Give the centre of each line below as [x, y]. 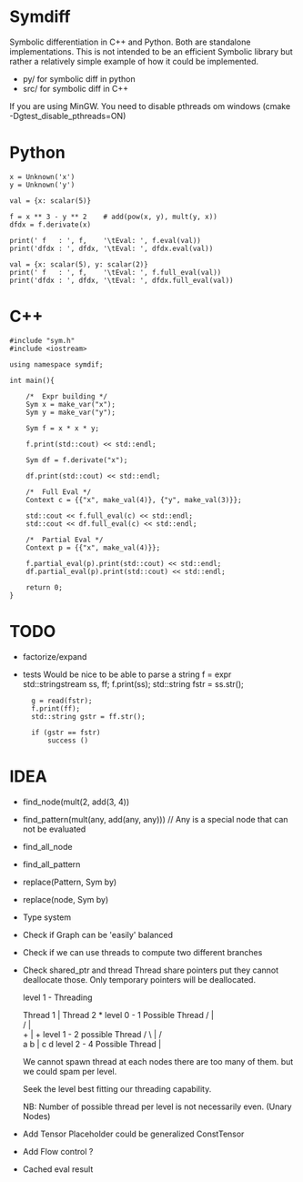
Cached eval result [58, 1169]
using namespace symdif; [56, 364]
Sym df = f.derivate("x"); [77, 460]
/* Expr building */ [66, 396]
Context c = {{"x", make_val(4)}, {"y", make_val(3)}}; [134, 500]
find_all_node [47, 846]
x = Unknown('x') [42, 177]
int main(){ [32, 380]
